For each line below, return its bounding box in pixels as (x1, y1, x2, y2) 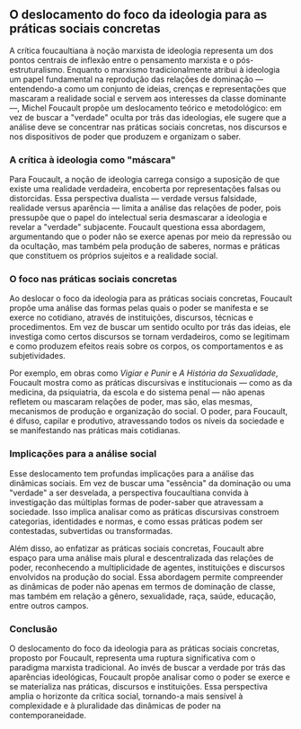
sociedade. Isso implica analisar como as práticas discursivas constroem (9, 506, 279, 517)
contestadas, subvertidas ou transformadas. (9, 525, 173, 536)
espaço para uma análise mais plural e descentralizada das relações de (9, 552, 274, 563)
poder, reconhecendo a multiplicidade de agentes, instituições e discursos (9, 562, 286, 573)
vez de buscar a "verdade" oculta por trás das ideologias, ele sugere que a (9, 111, 288, 122)
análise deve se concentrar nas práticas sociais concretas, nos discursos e (9, 121, 288, 132)
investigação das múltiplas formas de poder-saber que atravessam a (9, 496, 263, 507)
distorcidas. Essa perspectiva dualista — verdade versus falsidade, (9, 193, 258, 204)
